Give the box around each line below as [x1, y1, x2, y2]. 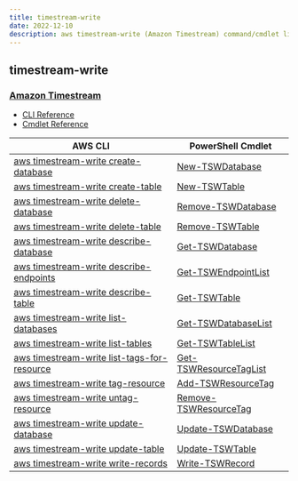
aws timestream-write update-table [13, 443, 165, 455]
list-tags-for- [108, 352, 169, 365]
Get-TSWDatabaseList [176, 317, 272, 330]
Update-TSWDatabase [176, 423, 273, 436]
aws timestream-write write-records [13, 457, 169, 469]
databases [13, 323, 58, 335]
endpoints [13, 272, 56, 285]
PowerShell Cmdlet [189, 140, 272, 152]
